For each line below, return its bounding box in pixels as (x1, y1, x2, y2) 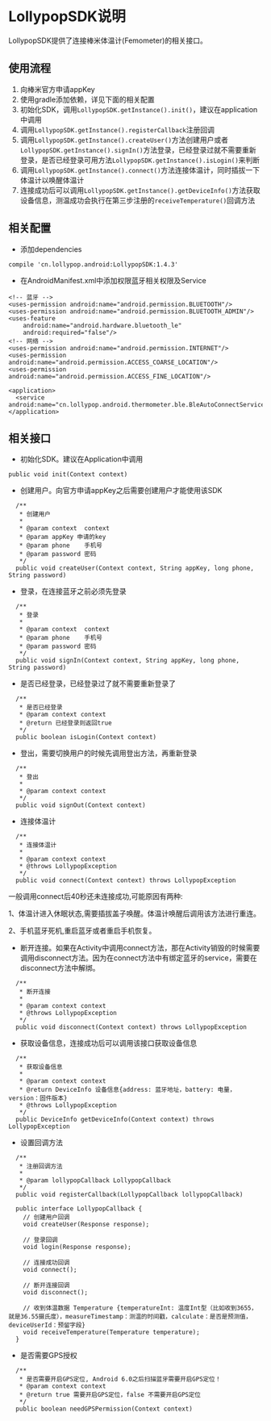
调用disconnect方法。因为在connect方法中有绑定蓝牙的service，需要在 (19, 953, 257, 963)
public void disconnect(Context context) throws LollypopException (15, 1023, 248, 1031)
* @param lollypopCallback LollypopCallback (19, 1177, 172, 1185)
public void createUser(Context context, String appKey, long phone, (15, 564, 254, 573)
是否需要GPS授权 (19, 1351, 78, 1360)
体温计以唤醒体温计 (19, 175, 85, 185)
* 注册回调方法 (19, 1163, 63, 1171)
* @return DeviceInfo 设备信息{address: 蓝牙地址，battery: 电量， (19, 1086, 236, 1094)
